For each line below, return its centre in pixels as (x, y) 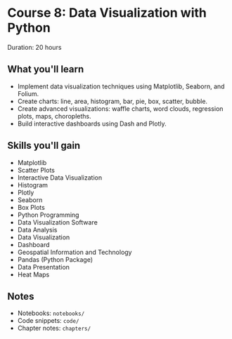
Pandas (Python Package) (55, 259)
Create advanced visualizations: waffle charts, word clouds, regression (120, 108)
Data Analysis (37, 230)
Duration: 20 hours (34, 47)
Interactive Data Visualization (60, 178)
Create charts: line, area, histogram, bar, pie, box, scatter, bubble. (112, 101)
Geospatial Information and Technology (75, 252)
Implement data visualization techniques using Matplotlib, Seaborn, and (121, 86)
